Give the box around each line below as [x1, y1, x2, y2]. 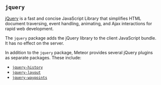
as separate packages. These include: [5, 55, 82, 60]
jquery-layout [12, 70, 41, 75]
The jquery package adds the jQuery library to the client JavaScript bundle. [5, 35, 157, 41]
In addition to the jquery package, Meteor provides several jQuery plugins [5, 49, 153, 55]
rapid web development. [5, 26, 54, 31]
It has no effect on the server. [5, 40, 64, 46]
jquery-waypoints [12, 75, 48, 80]
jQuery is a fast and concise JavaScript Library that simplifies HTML [5, 15, 142, 21]
